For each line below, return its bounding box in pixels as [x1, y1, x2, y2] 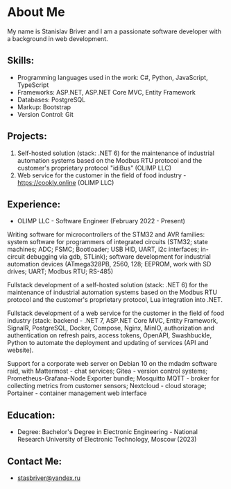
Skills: [7, 55, 35, 67]
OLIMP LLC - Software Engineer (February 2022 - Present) [17, 217, 186, 225]
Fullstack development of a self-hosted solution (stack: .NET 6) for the [7, 281, 208, 289]
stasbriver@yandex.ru [17, 474, 81, 482]
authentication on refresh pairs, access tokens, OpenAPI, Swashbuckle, [7, 331, 212, 339]
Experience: [7, 198, 61, 210]
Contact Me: [7, 455, 62, 467]
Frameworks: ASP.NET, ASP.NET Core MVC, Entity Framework [17, 88, 196, 96]
